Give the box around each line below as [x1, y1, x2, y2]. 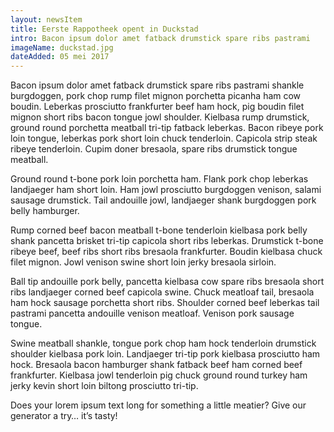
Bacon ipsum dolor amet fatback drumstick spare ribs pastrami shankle [10, 79, 305, 91]
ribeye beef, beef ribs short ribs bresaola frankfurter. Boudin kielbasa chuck [10, 246, 323, 258]
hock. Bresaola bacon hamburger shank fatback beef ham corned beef [10, 359, 303, 371]
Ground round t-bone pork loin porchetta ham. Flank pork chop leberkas [10, 173, 309, 185]
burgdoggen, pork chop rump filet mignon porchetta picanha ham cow [10, 90, 302, 102]
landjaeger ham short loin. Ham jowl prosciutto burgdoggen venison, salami [10, 184, 322, 196]
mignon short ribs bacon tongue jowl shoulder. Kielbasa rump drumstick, [10, 111, 310, 123]
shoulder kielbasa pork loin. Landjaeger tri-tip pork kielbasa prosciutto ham [10, 348, 321, 360]
